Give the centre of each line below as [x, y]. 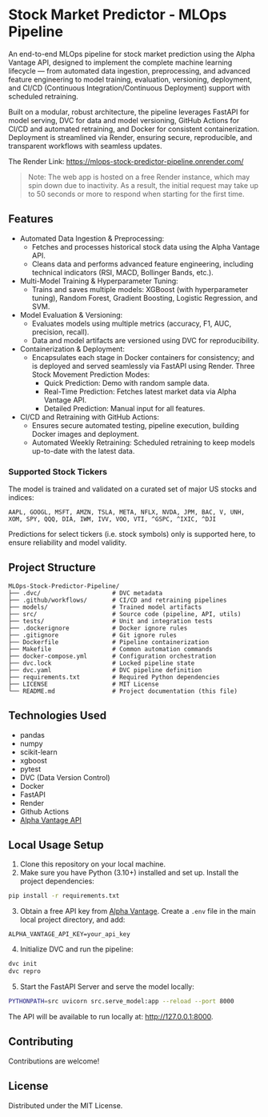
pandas [32, 735]
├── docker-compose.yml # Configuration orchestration [112, 656]
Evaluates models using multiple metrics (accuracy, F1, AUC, [132, 323]
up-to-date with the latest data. [83, 450]
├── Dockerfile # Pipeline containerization [109, 642]
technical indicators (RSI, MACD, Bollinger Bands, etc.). [122, 272]
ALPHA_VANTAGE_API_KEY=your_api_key [69, 935]
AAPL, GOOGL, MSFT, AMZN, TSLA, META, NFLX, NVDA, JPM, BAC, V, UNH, [127, 512]
